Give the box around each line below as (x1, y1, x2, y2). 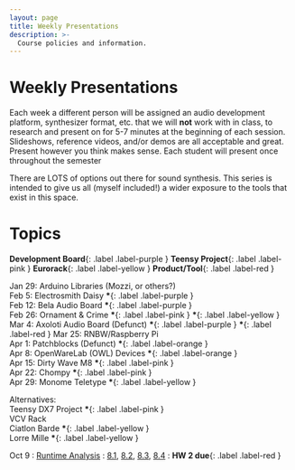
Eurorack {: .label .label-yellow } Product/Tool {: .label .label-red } (32, 263, 275, 274)
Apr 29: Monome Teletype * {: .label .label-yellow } (9, 377, 197, 388)
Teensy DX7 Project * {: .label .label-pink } (9, 404, 165, 415)
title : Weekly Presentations (9, 22, 119, 31)
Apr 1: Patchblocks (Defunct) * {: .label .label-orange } (9, 338, 209, 349)
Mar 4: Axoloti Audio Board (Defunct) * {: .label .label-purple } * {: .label (9, 319, 272, 330)
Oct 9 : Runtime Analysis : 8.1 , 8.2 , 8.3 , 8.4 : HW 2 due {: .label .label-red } (9, 450, 281, 461)
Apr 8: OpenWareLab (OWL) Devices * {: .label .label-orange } (9, 348, 238, 359)
